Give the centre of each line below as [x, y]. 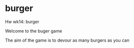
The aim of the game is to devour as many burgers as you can [67, 40]
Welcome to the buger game [34, 31]
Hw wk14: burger [22, 22]
